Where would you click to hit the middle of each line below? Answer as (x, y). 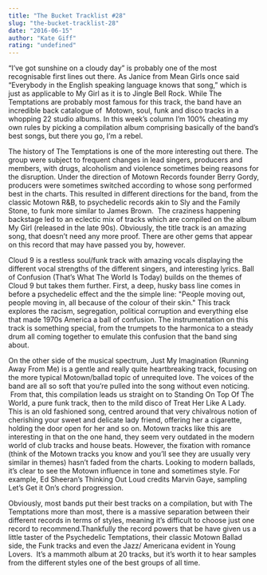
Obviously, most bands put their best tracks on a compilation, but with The (131, 503)
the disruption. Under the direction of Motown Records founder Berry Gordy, (134, 177)
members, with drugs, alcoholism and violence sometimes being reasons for (133, 169)
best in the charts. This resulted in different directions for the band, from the (133, 194)
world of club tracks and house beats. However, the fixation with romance (130, 446)
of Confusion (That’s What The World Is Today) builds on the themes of (125, 277)
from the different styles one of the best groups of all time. (104, 563)
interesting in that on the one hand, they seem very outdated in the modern (132, 437)
